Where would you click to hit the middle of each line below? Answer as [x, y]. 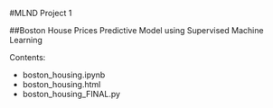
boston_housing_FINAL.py [71, 94]
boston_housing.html [61, 84]
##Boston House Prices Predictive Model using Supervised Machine [136, 30]
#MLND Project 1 [41, 13]
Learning [26, 40]
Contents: [28, 57]
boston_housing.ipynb [64, 75]
